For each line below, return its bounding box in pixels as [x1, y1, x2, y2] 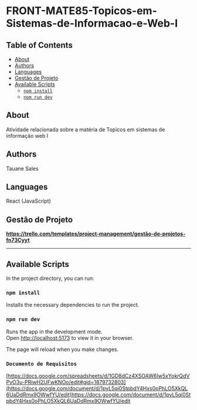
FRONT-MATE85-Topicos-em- [6, 4, 157, 18]
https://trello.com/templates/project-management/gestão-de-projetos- [6, 230, 186, 237]
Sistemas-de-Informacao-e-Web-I [6, 16, 178, 30]
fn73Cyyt [6, 237, 30, 244]
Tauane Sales [6, 165, 39, 172]
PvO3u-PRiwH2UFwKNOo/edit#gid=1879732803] [6, 378, 126, 385]
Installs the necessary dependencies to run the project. [6, 302, 140, 309]
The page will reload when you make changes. [6, 346, 119, 353]
